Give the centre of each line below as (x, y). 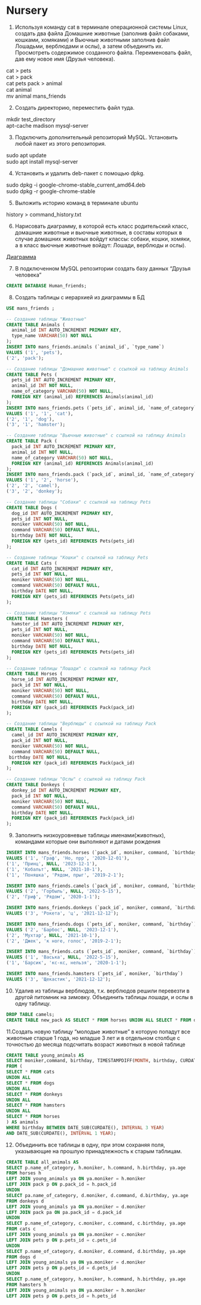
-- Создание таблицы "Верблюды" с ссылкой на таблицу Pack (81, 724)
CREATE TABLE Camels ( (34, 729)
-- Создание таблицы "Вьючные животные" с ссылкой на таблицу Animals (96, 435)
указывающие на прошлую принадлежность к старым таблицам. (98, 1151)
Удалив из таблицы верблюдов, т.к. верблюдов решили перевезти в (102, 991)
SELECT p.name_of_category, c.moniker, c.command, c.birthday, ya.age (96, 1223)
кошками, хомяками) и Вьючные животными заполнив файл (92, 40)
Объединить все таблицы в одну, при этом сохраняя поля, (90, 1145)
